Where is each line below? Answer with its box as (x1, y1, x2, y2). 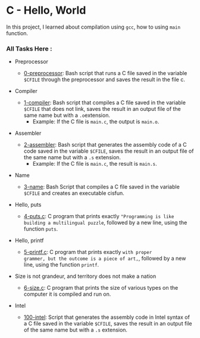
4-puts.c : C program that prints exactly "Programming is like (23, 213, 174, 220)
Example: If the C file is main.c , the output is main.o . (32, 118, 160, 125)
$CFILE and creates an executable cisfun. (23, 190, 125, 197)
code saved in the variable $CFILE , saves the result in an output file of (23, 147, 194, 155)
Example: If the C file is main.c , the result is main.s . (32, 160, 158, 168)
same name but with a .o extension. (23, 111, 110, 119)
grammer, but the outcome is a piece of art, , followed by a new (23, 255, 186, 262)
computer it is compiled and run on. (23, 290, 111, 298)
